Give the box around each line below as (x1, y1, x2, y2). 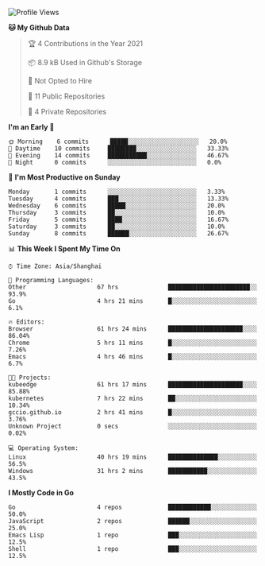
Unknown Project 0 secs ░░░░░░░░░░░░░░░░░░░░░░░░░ (8, 422, 258, 430)
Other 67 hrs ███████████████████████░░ (8, 283, 258, 291)
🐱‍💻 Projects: (8, 374, 52, 382)
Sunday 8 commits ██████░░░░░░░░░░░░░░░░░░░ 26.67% (8, 230, 229, 238)
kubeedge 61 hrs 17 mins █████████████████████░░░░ (8, 381, 258, 389)
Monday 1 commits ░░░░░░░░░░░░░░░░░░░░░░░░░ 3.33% (8, 188, 225, 196)
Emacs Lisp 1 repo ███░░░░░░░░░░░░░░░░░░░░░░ (8, 531, 258, 539)
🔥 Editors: (8, 318, 45, 326)
